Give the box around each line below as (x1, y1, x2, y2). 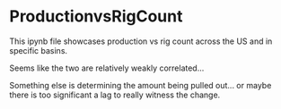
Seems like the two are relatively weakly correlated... (9, 63, 205, 73)
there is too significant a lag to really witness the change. (9, 89, 221, 100)
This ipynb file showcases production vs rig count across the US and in (9, 36, 273, 46)
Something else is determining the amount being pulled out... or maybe (9, 80, 272, 90)
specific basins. (9, 45, 68, 55)
